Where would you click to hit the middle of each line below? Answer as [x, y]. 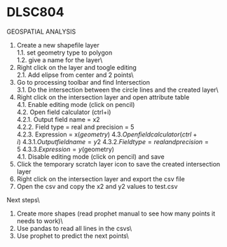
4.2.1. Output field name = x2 [58, 119]
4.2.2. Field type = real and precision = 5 [75, 127]
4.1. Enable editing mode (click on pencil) [76, 104]
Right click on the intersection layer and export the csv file [101, 178]
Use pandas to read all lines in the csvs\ [74, 228]
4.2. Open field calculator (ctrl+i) [64, 112]
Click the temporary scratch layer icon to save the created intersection [118, 164]
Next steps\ [23, 199]
